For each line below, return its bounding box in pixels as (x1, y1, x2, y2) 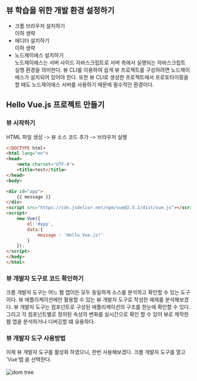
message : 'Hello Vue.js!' (37, 232, 104, 238)
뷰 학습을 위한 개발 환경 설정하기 (6, 5, 115, 16)
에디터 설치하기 (14, 37, 50, 44)
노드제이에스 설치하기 (14, 52, 64, 59)
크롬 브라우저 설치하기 (14, 22, 66, 29)
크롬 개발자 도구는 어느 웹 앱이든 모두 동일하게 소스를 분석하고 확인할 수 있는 (6, 289, 180, 296)
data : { (27, 227, 43, 232)
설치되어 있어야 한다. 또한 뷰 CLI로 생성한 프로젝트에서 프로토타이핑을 (30, 73, 189, 80)
